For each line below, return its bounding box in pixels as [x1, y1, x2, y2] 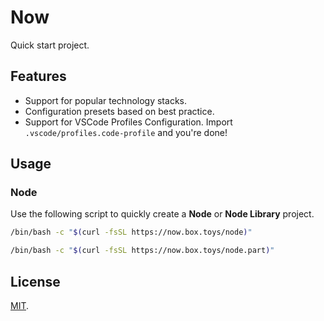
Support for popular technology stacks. [24, 94, 187, 106]
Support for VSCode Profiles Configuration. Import [24, 116, 233, 128]
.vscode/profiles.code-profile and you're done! [24, 126, 228, 138]
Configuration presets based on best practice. [24, 105, 215, 117]
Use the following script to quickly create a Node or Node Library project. [10, 208, 315, 220]
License [10, 273, 61, 290]
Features [10, 68, 67, 85]
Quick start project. [10, 39, 90, 51]
